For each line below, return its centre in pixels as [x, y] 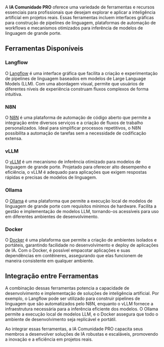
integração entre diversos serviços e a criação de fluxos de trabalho [74, 123]
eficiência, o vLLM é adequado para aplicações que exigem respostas [76, 172]
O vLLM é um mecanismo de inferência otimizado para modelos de [73, 162]
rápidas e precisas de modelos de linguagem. [51, 177]
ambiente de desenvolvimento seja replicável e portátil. [61, 319]
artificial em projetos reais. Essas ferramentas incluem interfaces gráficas [80, 17]
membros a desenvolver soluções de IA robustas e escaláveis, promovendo [82, 334]
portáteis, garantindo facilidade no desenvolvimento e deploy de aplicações [82, 245]
